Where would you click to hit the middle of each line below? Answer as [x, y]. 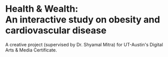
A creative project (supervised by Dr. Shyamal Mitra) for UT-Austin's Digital [84, 44]
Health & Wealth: [42, 9]
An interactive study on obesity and [83, 20]
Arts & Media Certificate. [31, 50]
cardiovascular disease [56, 31]
